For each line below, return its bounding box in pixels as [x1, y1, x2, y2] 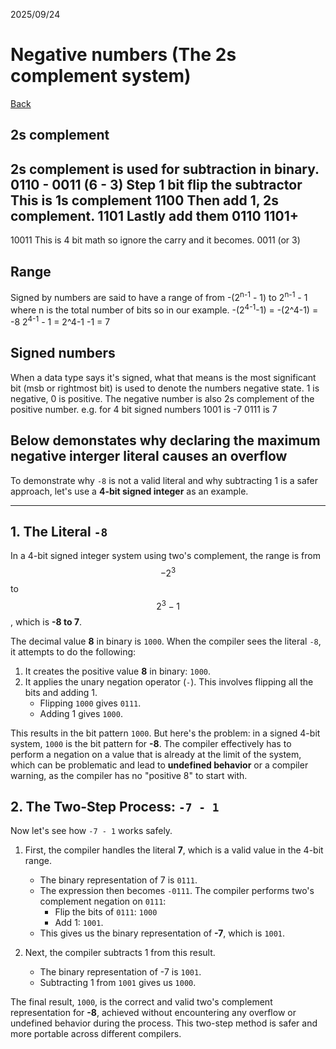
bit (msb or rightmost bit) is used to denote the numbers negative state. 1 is [10, 382, 320, 394]
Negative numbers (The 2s [10, 44, 237, 66]
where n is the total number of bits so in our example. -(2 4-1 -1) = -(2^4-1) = [10, 302, 319, 316]
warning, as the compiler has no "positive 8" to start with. [10, 769, 248, 781]
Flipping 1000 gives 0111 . [39, 697, 142, 709]
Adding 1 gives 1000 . [39, 707, 123, 719]
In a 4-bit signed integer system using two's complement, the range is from [10, 550, 321, 562]
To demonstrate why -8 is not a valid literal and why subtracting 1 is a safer [10, 474, 318, 486]
